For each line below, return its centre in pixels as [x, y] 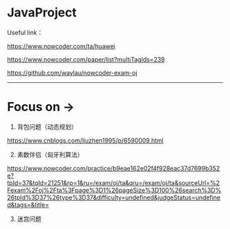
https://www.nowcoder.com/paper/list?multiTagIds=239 [86, 59]
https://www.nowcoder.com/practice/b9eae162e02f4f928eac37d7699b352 [114, 168]
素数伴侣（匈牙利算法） [50, 154]
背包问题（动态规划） [47, 126]
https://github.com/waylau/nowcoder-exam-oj [72, 73]
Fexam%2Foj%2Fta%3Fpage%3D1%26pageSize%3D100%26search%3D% [114, 190]
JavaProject [42, 13]
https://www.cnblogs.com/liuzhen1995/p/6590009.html [86, 140]
